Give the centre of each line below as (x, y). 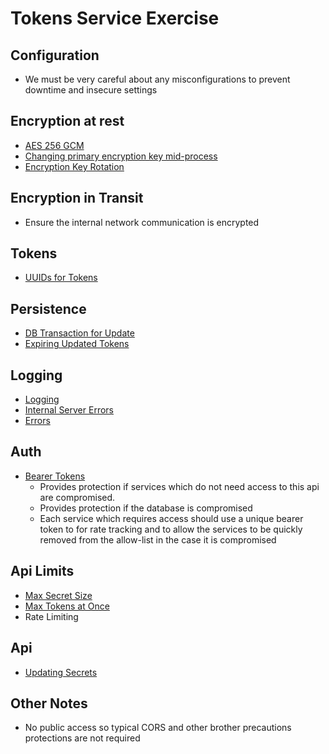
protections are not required (82, 738)
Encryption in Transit (77, 198)
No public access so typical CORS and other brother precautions (158, 728)
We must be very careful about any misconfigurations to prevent (157, 79)
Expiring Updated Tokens (77, 344)
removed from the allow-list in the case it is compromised (158, 539)
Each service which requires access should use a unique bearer (171, 518)
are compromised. (77, 497)
